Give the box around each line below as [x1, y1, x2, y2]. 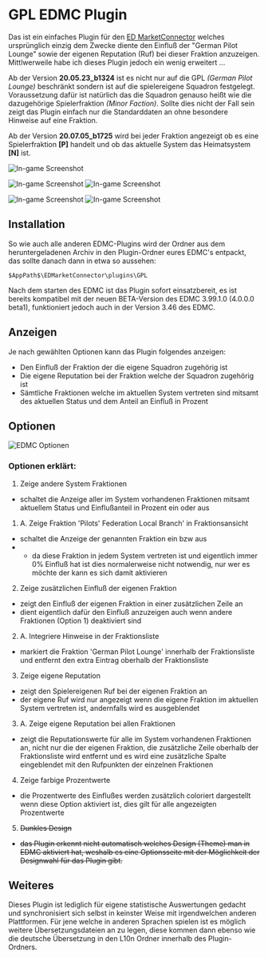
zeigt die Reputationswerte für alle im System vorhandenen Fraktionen [19, 734, 251, 744]
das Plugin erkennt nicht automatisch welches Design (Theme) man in [19, 838, 250, 848]
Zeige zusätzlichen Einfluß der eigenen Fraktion [19, 583, 177, 593]
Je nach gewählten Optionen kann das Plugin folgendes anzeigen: [8, 346, 226, 357]
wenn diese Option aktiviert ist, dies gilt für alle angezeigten [19, 799, 217, 808]
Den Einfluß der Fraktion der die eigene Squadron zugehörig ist [19, 362, 228, 372]
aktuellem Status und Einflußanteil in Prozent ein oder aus [19, 502, 210, 513]
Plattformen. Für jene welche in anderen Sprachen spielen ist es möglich [8, 917, 246, 927]
